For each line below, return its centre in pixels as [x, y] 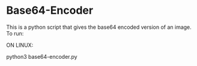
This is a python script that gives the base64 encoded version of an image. [99, 27]
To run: [15, 33]
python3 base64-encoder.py [42, 56]
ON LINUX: [20, 45]
